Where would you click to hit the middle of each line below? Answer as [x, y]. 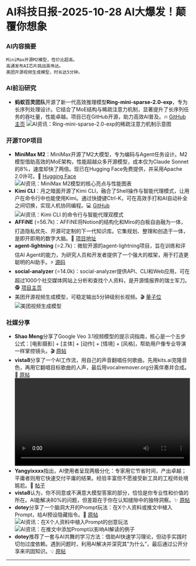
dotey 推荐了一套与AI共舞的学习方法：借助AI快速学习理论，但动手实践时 [101, 537]
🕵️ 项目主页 [28, 288]
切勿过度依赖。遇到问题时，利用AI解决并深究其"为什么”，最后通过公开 [98, 544]
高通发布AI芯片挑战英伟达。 [35, 66]
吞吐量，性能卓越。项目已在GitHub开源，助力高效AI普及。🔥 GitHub [105, 116]
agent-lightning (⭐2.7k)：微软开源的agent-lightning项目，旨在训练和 [97, 246]
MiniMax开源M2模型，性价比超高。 [42, 60]
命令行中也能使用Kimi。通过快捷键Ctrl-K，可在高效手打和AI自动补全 [106, 198]
